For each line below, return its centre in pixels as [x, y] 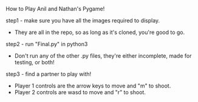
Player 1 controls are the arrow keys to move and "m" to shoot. [93, 86]
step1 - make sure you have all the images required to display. [83, 20]
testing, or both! [35, 62]
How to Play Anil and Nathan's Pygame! [55, 9]
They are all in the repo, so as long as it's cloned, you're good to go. [100, 32]
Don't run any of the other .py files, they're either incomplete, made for [103, 56]
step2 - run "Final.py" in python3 [47, 44]
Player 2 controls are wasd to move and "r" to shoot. [80, 92]
